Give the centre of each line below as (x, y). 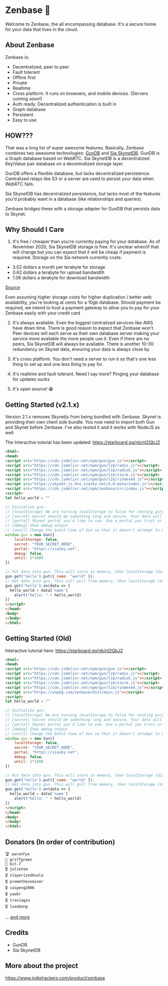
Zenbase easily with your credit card (43, 313)
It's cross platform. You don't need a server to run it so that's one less (84, 359)
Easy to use (24, 120)
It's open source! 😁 (33, 389)
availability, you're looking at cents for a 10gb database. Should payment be (83, 302)
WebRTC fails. (20, 184)
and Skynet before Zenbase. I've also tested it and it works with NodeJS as (82, 427)
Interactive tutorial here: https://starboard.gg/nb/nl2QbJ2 (64, 650)
